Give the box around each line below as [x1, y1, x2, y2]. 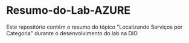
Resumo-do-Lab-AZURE [6, 4, 131, 17]
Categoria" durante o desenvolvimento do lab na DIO [6, 29, 138, 36]
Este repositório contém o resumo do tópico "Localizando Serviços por [6, 23, 183, 30]
